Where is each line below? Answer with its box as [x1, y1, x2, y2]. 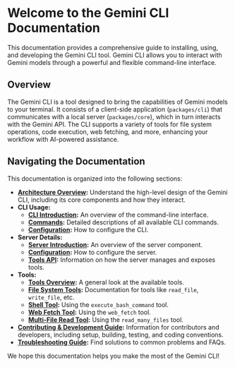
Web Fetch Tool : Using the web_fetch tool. [28, 308, 152, 316]
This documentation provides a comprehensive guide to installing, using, [7, 43, 219, 52]
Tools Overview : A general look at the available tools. [28, 277, 185, 287]
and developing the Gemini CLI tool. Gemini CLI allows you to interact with [7, 51, 222, 59]
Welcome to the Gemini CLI [7, 5, 169, 21]
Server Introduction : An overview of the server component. [28, 240, 203, 248]
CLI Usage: [17, 203, 51, 211]
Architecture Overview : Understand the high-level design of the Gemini [17, 188, 228, 196]
